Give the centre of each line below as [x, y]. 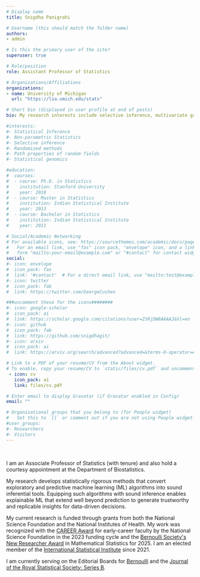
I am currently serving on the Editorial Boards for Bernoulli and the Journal [97, 561]
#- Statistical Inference [38, 132]
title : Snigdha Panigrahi [38, 17]
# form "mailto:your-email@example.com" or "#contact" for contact [94, 253]
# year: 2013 [26, 209]
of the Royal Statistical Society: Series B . [56, 567]
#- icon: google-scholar [37, 308]
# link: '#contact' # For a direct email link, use [74, 275]
